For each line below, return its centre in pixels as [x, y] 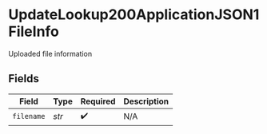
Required [98, 101]
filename [29, 116]
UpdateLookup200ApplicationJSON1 [134, 15]
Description [146, 101]
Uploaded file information [50, 53]
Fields [24, 79]
